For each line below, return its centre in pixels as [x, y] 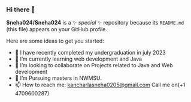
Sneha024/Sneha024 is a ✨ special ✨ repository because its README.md [95, 23]
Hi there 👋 [21, 10]
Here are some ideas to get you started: [55, 41]
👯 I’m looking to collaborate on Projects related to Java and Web [94, 65]
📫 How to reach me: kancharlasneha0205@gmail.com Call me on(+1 [100, 85]
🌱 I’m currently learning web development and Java [78, 59]
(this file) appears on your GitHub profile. [57, 29]
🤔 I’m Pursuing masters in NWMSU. [58, 78]
